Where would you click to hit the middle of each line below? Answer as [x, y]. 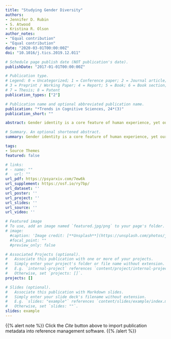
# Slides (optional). [28, 287]
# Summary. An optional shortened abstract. [53, 132]
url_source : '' [21, 207]
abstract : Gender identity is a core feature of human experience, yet [83, 123]
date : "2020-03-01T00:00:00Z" [37, 48]
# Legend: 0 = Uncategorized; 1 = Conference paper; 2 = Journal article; [86, 81]
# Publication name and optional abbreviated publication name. [75, 104]
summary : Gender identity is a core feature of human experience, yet [82, 137]
